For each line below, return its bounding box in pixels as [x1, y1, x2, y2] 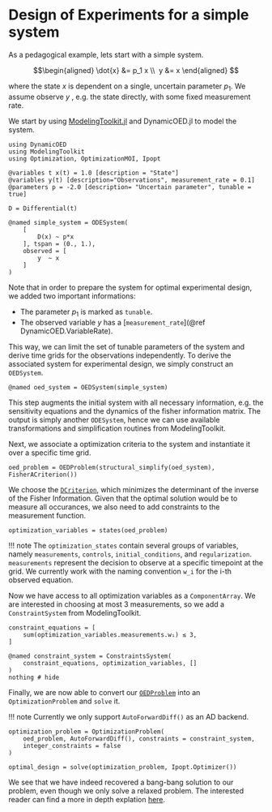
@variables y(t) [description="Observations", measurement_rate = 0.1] [8, 176, 255, 184]
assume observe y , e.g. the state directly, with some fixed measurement [8, 92, 251, 101]
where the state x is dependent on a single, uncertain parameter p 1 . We [8, 81, 246, 92]
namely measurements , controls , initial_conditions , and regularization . [8, 549, 253, 559]
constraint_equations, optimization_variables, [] [23, 659, 198, 667]
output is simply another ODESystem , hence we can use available [8, 415, 220, 424]
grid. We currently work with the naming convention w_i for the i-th [8, 566, 232, 576]
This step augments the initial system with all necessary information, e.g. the [8, 397, 264, 407]
